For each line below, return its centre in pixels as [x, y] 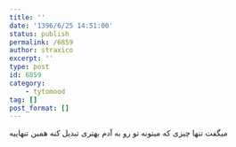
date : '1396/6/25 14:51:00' [61, 26]
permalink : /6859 [41, 42]
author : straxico [41, 50]
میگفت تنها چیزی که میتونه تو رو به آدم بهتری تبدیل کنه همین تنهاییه [118, 133]
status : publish [39, 34]
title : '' [28, 17]
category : [28, 83]
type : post [29, 67]
